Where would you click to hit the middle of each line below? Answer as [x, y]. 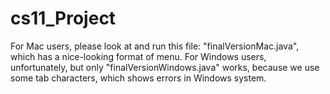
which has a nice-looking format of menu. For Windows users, [138, 56]
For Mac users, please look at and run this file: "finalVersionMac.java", [155, 46]
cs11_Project [63, 18]
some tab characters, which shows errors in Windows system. [138, 78]
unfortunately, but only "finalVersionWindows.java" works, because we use [165, 67]
